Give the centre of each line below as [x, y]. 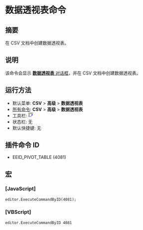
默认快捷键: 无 [27, 128]
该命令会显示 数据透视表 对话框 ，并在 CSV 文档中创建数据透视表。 [73, 73]
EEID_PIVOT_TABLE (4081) [39, 157]
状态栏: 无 [22, 122]
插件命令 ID [22, 145]
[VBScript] [18, 212]
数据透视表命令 [36, 10]
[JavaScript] [21, 188]
